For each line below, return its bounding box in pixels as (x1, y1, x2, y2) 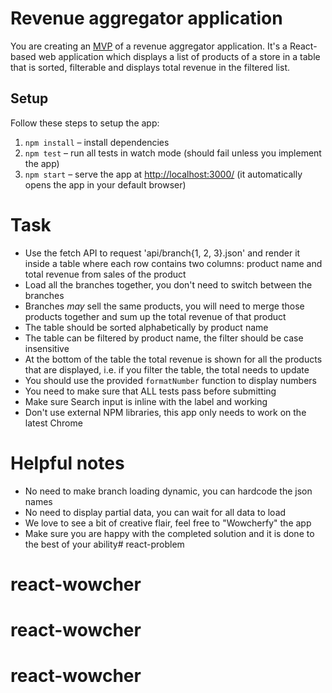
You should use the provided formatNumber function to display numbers (24, 374, 317, 386)
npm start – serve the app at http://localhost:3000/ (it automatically (24, 168, 303, 180)
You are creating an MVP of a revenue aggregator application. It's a (10, 40, 288, 52)
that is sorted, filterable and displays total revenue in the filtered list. (10, 61, 290, 73)
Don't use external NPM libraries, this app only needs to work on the (24, 406, 307, 418)
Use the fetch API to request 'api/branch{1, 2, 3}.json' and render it (24, 247, 301, 259)
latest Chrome (24, 417, 83, 429)
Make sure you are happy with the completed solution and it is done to (24, 527, 315, 539)
